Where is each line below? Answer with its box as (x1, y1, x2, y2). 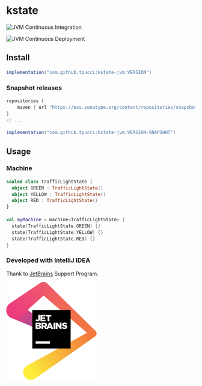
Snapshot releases (6, 84, 62, 92)
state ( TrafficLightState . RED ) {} (11, 236, 96, 242)
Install (6, 52, 30, 63)
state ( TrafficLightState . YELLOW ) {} (11, 229, 103, 235)
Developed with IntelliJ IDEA (6, 256, 91, 265)
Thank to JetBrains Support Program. (6, 270, 99, 277)
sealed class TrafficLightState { (6, 179, 93, 185)
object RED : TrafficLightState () (11, 198, 98, 204)
